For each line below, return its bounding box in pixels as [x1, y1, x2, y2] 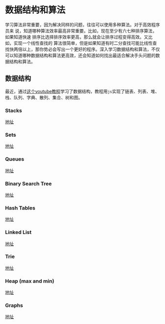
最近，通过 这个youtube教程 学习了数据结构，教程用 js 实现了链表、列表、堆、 [5, 88, 160, 94]
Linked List [5, 229, 32, 236]
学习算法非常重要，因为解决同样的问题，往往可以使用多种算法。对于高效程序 [5, 22, 160, 28]
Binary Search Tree [5, 180, 52, 187]
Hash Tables [5, 205, 35, 211]
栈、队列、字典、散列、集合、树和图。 [5, 94, 82, 100]
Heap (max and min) [5, 277, 55, 284]
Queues [5, 156, 25, 163]
